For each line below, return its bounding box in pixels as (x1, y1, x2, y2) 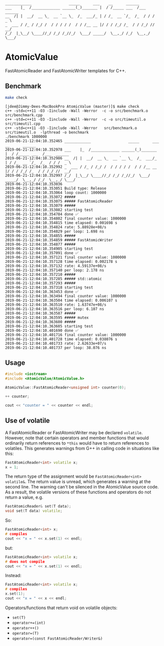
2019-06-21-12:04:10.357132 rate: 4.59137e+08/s (5, 263, 107, 268)
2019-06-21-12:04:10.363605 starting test (5, 323, 93, 328)
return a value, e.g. (5, 494, 43, 500)
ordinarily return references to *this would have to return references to (5, 440, 149, 446)
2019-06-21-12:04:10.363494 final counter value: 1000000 (5, 293, 126, 298)
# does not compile (5, 559, 45, 564)
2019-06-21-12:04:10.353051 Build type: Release (5, 186, 107, 191)
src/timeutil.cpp (5, 121, 41, 126)
